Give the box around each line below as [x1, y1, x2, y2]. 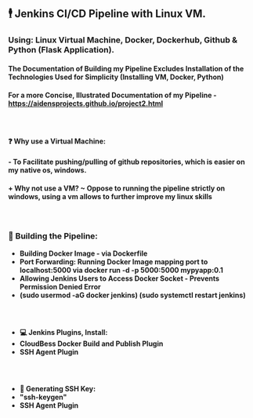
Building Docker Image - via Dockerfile [19, 249, 148, 258]
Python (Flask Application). [8, 45, 115, 56]
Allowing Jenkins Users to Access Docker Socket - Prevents [19, 274, 220, 283]
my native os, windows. [8, 165, 87, 175]
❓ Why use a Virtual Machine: [8, 136, 106, 146]
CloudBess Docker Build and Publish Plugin [19, 339, 164, 348]
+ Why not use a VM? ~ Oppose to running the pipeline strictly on [8, 184, 226, 193]
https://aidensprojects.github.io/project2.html [8, 98, 164, 108]
